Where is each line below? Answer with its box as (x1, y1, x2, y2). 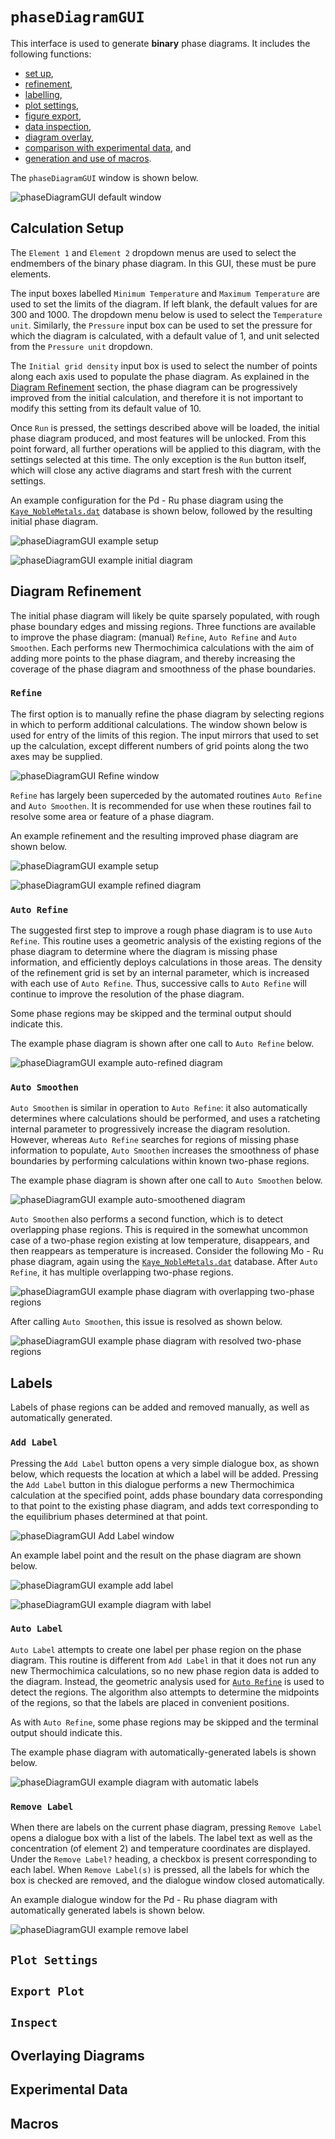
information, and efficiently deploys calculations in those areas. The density (10, 956, 323, 968)
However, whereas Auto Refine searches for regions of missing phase (10, 1134, 300, 1146)
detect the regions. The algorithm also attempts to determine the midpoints (10, 1686, 320, 1698)
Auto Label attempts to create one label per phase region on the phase (10, 1643, 302, 1655)
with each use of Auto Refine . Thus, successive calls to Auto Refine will (10, 978, 307, 990)
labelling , (24, 88, 63, 100)
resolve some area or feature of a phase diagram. (10, 810, 215, 822)
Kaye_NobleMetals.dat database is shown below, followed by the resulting (10, 504, 313, 517)
